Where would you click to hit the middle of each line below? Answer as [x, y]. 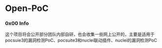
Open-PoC [27, 8]
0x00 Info [17, 24]
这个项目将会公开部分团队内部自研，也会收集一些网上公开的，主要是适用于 [80, 35]
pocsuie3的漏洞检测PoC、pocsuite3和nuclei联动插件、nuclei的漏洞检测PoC [81, 40]
